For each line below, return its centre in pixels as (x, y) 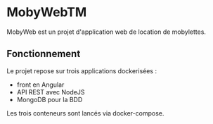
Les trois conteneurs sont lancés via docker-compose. (85, 113)
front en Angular (40, 85)
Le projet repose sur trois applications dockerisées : (82, 70)
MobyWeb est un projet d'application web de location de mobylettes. (106, 32)
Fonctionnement (44, 54)
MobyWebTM (47, 12)
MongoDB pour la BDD (50, 99)
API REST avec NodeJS (51, 92)
